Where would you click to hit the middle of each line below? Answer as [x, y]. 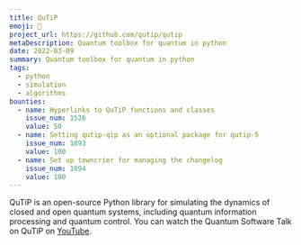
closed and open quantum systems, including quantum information [133, 212]
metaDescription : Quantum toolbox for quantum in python [118, 43]
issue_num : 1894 [56, 168]
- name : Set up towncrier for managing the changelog [120, 160]
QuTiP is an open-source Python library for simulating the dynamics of [140, 203]
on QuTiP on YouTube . [51, 231]
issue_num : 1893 [56, 143]
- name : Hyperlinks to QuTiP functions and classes [116, 110]
